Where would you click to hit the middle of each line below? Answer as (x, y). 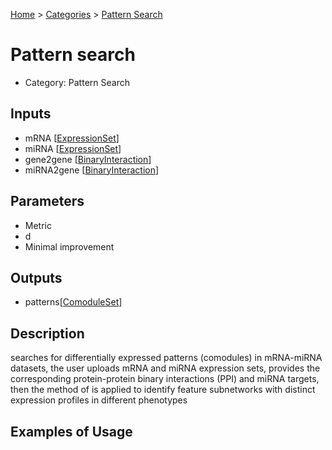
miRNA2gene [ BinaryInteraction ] (92, 170)
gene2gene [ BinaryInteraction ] (88, 159)
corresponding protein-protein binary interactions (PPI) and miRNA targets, (165, 379)
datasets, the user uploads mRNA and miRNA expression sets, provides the (165, 368)
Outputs (36, 277)
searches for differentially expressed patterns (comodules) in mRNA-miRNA (166, 358)
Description (47, 333)
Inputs (31, 114)
